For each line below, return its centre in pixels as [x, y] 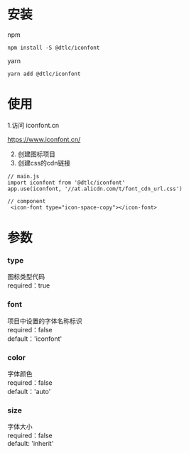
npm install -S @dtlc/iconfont [54, 48]
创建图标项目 [36, 154]
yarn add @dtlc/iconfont [44, 74]
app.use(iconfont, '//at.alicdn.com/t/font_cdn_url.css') [95, 189]
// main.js [23, 176]
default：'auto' [29, 391]
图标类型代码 [26, 277]
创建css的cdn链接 [44, 163]
